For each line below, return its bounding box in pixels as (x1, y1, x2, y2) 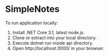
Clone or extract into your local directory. (12, 35, 97, 41)
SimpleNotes (5, 3, 60, 15)
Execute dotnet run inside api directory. (12, 40, 94, 46)
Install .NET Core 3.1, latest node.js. (12, 29, 85, 35)
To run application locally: (5, 20, 58, 26)
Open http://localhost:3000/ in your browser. (12, 45, 105, 51)
